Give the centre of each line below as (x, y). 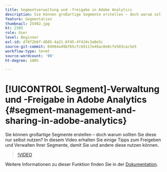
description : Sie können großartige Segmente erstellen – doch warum (79, 14)
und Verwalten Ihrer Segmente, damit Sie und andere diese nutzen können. (82, 145)
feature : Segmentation (29, 19)
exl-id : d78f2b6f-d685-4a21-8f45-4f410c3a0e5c (54, 42)
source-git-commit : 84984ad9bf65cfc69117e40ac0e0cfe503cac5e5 (71, 47)
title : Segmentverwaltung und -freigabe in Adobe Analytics (69, 10)
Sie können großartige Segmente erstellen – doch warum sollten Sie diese (81, 135)
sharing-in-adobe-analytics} (66, 121)
